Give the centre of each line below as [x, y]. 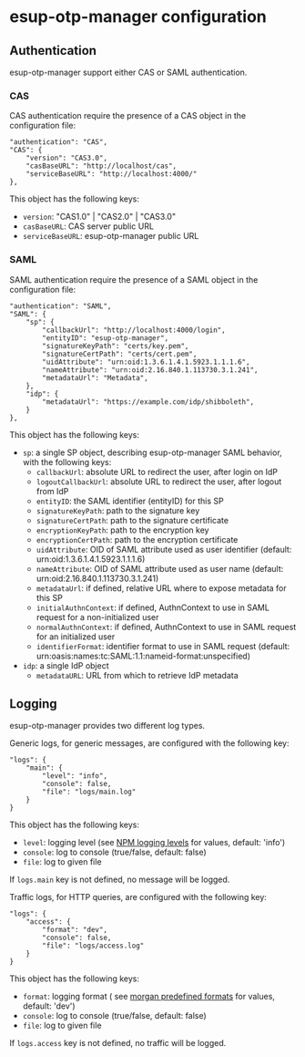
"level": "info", [75, 776]
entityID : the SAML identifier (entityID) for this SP [130, 501]
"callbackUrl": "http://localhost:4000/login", [134, 330]
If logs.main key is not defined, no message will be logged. [120, 880]
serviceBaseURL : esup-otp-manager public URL [111, 236]
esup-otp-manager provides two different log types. [107, 726]
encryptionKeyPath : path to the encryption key [122, 530]
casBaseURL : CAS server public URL [88, 226]
